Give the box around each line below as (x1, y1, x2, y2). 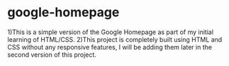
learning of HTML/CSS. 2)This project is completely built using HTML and (7, 35, 223, 43)
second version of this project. (7, 50, 97, 59)
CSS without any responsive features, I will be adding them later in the (7, 43, 213, 51)
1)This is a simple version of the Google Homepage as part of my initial (7, 28, 214, 36)
